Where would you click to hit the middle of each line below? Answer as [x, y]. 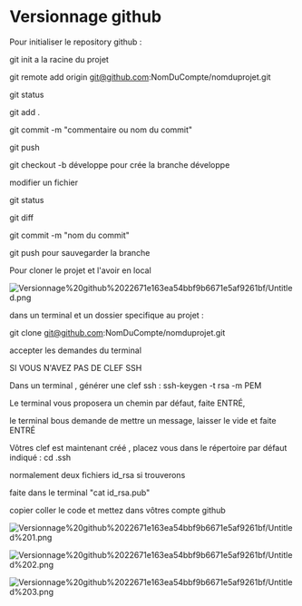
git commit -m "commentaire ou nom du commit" [101, 130]
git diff [22, 217]
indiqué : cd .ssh [40, 457]
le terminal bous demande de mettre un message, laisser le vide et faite [143, 420]
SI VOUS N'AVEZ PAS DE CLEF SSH [76, 367]
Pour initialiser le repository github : [76, 42]
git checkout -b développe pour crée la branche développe [120, 164]
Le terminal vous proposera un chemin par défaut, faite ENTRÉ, [127, 403]
